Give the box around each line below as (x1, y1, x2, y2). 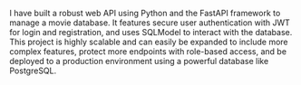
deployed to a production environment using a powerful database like (9, 56, 269, 66)
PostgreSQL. (9, 65, 57, 76)
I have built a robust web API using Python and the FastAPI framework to (9, 8, 281, 18)
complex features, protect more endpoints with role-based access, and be (9, 46, 287, 57)
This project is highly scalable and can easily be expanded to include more (9, 36, 288, 47)
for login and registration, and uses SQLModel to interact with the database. (9, 27, 293, 37)
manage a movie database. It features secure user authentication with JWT (9, 17, 290, 28)
